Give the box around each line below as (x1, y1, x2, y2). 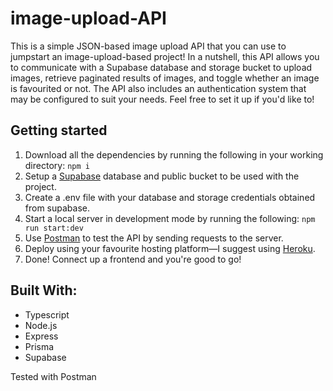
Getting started (10, 122, 108, 139)
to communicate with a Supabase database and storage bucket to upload (10, 61, 313, 73)
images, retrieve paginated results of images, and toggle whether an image (10, 72, 320, 84)
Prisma (24, 340, 55, 352)
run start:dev (24, 223, 84, 233)
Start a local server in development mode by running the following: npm (24, 212, 316, 224)
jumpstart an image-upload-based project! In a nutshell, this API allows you (10, 50, 320, 62)
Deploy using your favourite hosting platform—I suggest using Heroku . (24, 242, 316, 254)
